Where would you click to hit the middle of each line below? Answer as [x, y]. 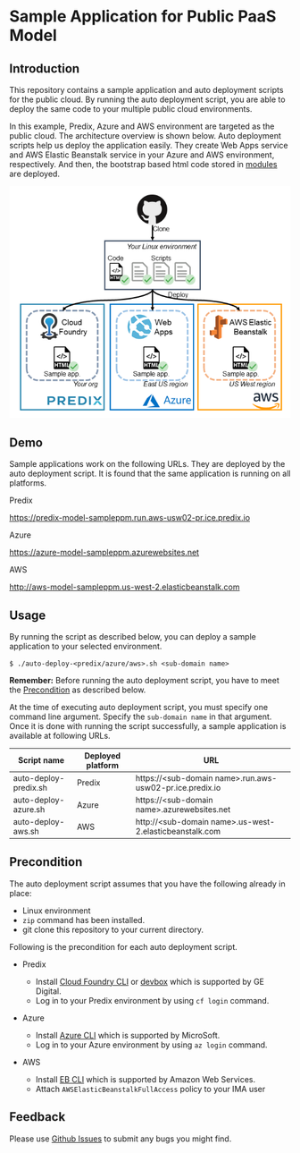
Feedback [37, 1117]
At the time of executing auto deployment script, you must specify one [139, 708]
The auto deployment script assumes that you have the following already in [147, 884]
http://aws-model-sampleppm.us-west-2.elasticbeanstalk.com [125, 587]
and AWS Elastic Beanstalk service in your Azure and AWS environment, [142, 155]
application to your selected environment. [86, 647]
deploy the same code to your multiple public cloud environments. [131, 109]
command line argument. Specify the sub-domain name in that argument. [141, 716]
